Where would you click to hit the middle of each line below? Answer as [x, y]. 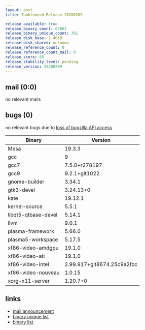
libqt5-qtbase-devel [33, 215]
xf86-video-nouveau [34, 273]
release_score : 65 [25, 57]
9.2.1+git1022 [82, 173]
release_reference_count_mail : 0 [41, 52]
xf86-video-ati [26, 256]
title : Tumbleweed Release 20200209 [44, 15]
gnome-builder [26, 182]
